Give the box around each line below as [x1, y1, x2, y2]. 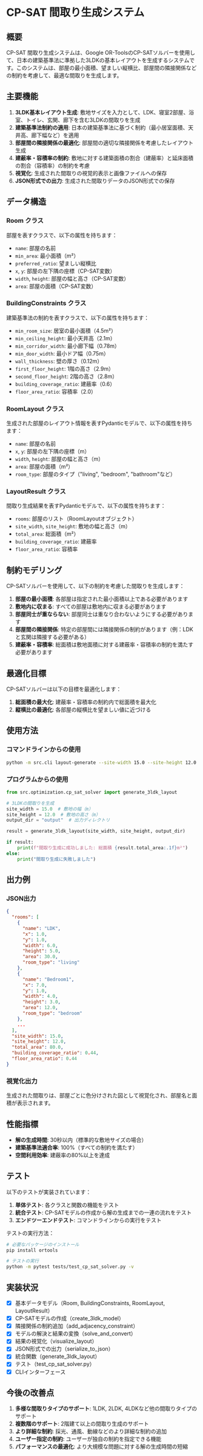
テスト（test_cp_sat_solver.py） [15, 1360, 95, 1368]
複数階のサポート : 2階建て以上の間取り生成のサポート [15, 1420, 150, 1427]
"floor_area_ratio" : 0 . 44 [12, 1055, 78, 1062]
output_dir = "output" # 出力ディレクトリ [6, 817, 110, 824]
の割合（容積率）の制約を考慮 [15, 162, 90, 169]
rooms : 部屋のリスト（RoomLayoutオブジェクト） [15, 515, 138, 522]
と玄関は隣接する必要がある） [15, 634, 90, 641]
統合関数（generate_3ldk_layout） [15, 1353, 101, 1360]
